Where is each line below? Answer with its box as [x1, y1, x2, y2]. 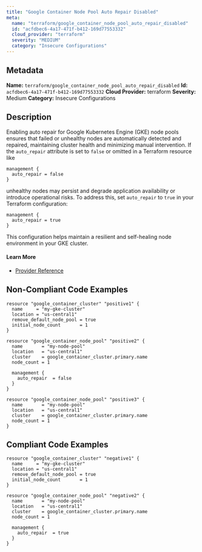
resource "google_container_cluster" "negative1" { [6, 455, 140, 462]
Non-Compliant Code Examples [6, 285, 129, 295]
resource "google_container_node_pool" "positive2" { [6, 338, 146, 344]
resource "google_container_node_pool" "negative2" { [6, 493, 146, 499]
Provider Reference [15, 267, 64, 274]
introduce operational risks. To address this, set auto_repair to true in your [6, 193, 194, 201]
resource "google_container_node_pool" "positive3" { [6, 396, 146, 402]
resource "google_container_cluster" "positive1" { [6, 300, 140, 307]
